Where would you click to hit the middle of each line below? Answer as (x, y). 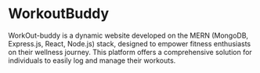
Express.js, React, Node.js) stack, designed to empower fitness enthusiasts (130, 43)
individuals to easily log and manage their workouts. (92, 60)
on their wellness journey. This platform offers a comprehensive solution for (130, 52)
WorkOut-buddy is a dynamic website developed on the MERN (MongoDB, (128, 35)
